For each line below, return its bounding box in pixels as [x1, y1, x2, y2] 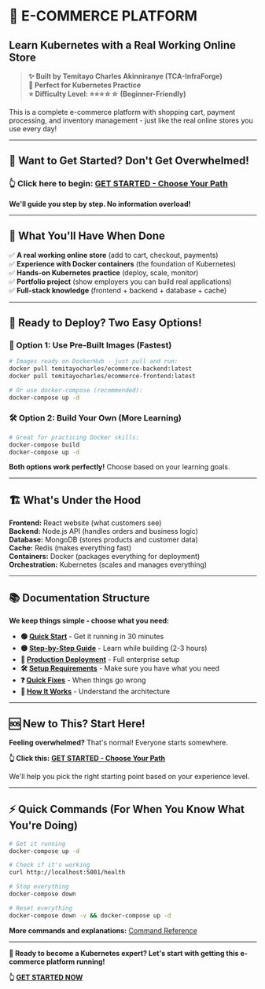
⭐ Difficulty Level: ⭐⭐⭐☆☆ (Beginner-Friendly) [28, 90, 186, 98]
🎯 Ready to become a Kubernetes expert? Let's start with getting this [9, 948, 239, 958]
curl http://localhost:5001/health [9, 869, 126, 877]
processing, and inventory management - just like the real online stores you [9, 116, 254, 125]
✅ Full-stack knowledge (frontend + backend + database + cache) [9, 285, 227, 295]
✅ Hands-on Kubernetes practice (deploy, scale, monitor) [9, 267, 199, 278]
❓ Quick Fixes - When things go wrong [20, 675, 146, 685]
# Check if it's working [9, 861, 90, 870]
